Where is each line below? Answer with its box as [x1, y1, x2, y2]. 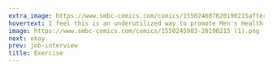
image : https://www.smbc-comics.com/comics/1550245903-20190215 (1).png [8, 27, 260, 35]
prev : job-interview [8, 42, 79, 50]
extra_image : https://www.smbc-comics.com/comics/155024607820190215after [8, 11, 267, 20]
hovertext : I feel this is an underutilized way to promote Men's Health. [8, 19, 267, 27]
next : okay [8, 34, 45, 43]
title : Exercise [8, 49, 63, 57]
